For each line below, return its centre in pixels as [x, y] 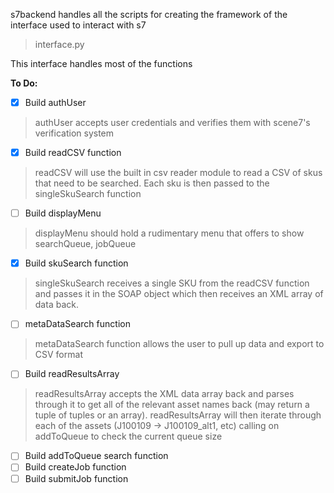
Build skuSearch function [76, 263]
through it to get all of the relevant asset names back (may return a [172, 405]
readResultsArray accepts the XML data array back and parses [164, 394]
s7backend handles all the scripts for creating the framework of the [149, 14]
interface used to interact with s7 [78, 25]
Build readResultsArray [72, 374]
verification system [74, 133]
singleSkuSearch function [88, 194]
